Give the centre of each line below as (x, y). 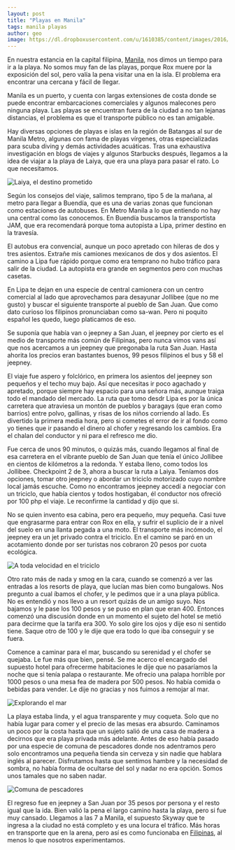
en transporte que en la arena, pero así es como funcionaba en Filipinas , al (115, 833)
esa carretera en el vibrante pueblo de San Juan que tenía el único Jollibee (115, 457)
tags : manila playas (37, 27)
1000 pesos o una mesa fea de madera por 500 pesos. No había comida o (114, 682)
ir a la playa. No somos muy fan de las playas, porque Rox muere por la (109, 67)
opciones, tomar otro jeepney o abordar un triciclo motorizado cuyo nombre (116, 479)
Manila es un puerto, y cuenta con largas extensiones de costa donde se (112, 96)
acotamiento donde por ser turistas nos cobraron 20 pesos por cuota (107, 545)
